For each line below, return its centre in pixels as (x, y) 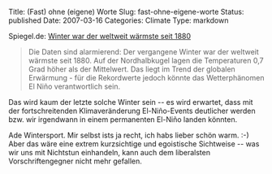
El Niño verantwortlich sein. (74, 86)
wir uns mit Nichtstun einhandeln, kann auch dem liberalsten (110, 152)
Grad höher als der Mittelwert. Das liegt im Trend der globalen (132, 69)
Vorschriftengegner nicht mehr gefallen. (75, 161)
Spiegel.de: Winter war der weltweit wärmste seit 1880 (100, 36)
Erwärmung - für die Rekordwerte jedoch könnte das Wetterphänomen (146, 78)
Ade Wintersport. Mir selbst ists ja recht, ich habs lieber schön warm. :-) (129, 135)
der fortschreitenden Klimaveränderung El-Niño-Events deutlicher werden (132, 111)
